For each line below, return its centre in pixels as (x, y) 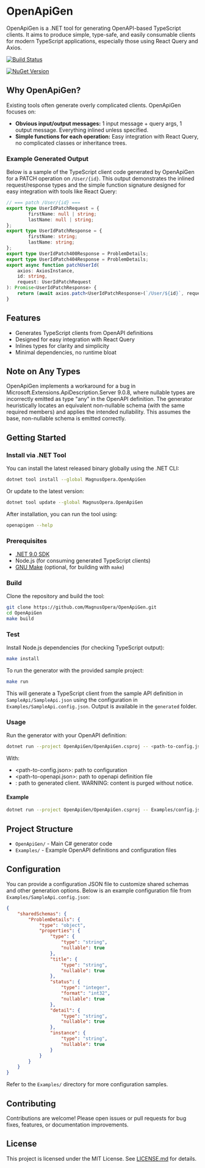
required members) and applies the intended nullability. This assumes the (99, 412)
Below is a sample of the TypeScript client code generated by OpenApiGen (100, 172)
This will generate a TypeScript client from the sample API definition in (95, 693)
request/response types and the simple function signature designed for (96, 185)
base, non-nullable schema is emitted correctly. (66, 419)
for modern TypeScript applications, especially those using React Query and (102, 41)
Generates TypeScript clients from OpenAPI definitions (84, 333)
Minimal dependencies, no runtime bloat (66, 352)
